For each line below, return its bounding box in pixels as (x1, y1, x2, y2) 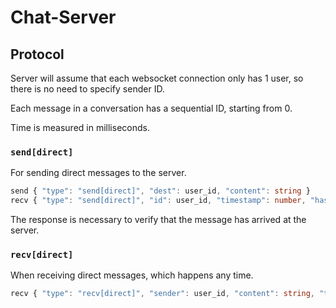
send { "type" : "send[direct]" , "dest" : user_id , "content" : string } (10, 186, 311, 196)
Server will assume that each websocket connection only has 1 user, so (10, 72, 304, 84)
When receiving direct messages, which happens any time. (10, 269, 254, 281)
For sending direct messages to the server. (10, 167, 187, 179)
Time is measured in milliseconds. (10, 122, 150, 133)
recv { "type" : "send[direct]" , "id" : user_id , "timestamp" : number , (10, 196, 307, 206)
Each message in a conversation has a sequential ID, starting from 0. (10, 102, 293, 114)
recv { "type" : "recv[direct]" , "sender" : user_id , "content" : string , (10, 289, 315, 299)
